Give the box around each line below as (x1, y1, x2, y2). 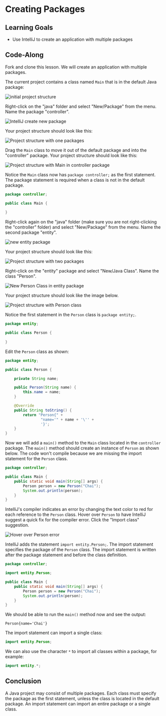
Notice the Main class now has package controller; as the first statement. (5, 171, 156, 177)
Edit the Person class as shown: (5, 349, 69, 355)
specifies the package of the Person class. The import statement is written (5, 547, 156, 553)
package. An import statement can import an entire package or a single (5, 701, 151, 707)
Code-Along (5, 51, 44, 59)
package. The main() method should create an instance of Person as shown (5, 445, 160, 451)
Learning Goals (5, 23, 54, 32)
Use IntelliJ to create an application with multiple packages (12, 36, 133, 42)
